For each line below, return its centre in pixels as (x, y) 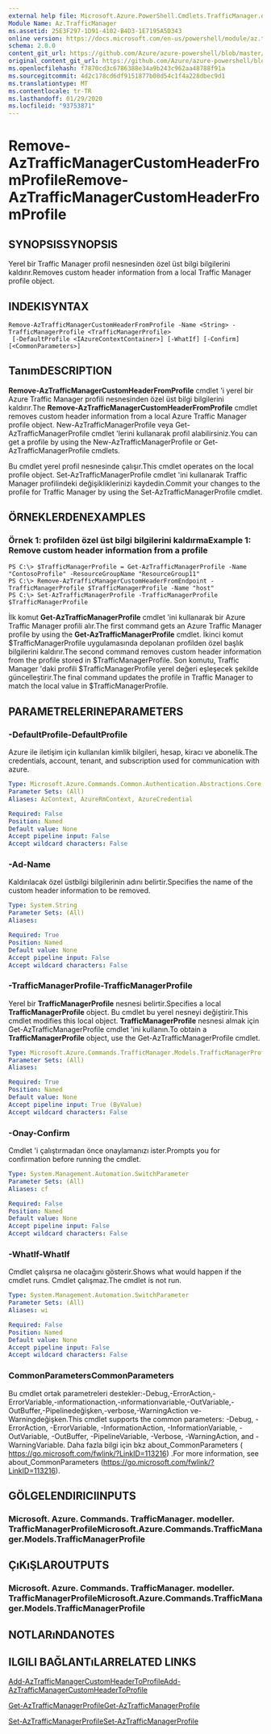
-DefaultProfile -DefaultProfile (68, 734)
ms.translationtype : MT (48, 83)
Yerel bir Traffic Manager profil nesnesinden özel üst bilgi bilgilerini (119, 264)
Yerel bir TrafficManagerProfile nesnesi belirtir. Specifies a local (115, 1004)
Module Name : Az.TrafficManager (63, 23)
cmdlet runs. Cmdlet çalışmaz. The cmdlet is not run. (95, 1281)
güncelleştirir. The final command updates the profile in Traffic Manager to (131, 678)
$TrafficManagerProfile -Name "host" (151, 588)
